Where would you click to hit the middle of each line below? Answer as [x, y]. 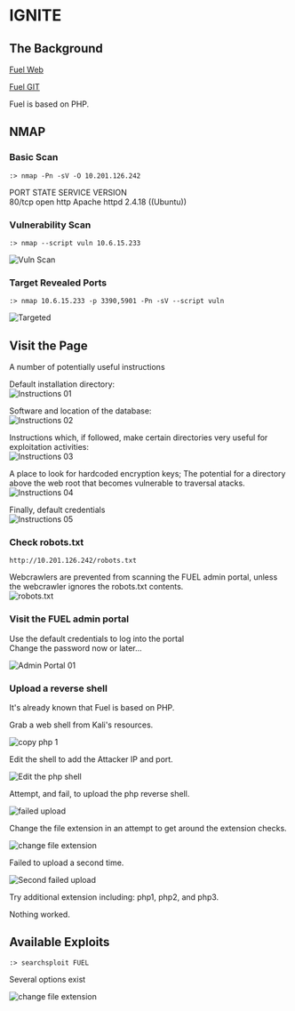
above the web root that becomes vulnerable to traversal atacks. [128, 483]
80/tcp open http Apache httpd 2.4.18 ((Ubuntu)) [98, 202]
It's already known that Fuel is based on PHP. [92, 707]
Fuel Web [27, 69]
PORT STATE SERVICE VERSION [68, 192]
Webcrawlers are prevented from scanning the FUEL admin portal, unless [144, 577]
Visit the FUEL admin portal [69, 619]
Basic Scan [34, 157]
